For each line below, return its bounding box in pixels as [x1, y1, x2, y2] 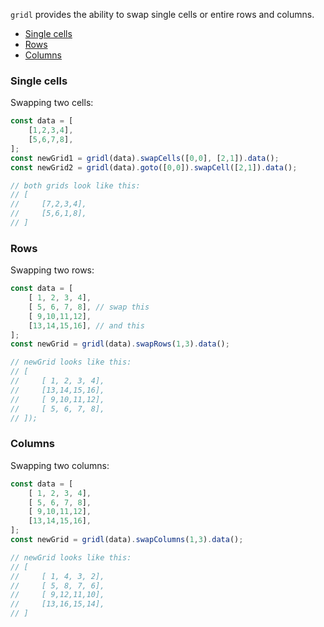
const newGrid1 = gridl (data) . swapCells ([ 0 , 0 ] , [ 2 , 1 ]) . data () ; [10, 153, 280, 163]
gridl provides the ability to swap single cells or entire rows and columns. [10, 9, 315, 20]
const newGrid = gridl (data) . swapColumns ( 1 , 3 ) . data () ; [10, 535, 244, 545]
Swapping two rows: [10, 264, 95, 276]
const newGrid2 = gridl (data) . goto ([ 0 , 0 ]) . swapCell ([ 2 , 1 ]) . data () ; [10, 162, 298, 173]
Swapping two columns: [10, 459, 110, 471]
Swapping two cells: [10, 97, 94, 109]
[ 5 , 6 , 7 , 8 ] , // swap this [28, 302, 150, 312]
